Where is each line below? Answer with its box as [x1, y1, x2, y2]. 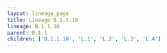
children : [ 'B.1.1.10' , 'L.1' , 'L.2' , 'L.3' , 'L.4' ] [7, 36, 162, 43]
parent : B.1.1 [7, 29, 48, 36]
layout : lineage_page [7, 10, 69, 17]
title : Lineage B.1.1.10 [7, 17, 78, 23]
